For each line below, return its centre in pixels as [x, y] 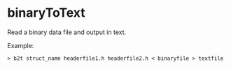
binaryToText [46, 13]
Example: [21, 45]
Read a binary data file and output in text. [67, 32]
